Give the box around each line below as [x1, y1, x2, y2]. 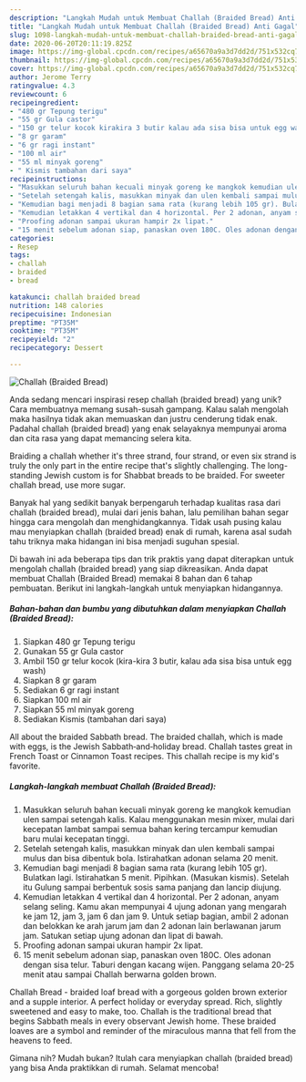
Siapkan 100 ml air [22, 694, 92, 705]
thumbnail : [9, 56, 51, 65]
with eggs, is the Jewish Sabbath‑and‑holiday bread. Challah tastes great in [9, 740, 293, 752]
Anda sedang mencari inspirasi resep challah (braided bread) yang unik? [9, 394, 282, 405]
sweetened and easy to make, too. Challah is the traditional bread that [9, 1005, 272, 1016]
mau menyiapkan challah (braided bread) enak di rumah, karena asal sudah [9, 526, 292, 537]
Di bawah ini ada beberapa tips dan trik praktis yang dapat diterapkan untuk [9, 553, 294, 564]
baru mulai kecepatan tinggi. [22, 833, 130, 844]
